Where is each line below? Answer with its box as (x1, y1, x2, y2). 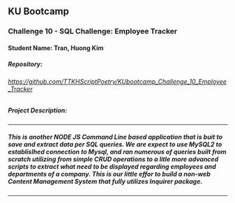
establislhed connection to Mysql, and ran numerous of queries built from (8, 148, 227, 156)
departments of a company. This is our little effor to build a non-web (8, 170, 211, 179)
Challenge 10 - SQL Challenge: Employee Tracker (8, 27, 177, 36)
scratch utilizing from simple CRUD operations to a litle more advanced (8, 155, 219, 163)
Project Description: (8, 106, 68, 114)
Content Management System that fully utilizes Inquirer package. (8, 177, 203, 186)
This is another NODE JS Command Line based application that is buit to (8, 133, 222, 142)
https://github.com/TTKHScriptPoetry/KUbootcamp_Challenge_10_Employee (8, 77, 227, 86)
